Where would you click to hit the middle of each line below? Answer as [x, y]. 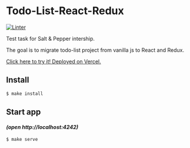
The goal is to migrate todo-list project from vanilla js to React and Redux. [95, 50]
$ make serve [22, 140]
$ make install [25, 93]
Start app [24, 112]
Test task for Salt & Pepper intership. [51, 38]
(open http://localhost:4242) [42, 127]
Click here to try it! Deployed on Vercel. [54, 61]
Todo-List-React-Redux [65, 11]
